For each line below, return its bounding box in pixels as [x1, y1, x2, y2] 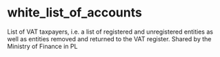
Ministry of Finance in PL [7, 42, 78, 50]
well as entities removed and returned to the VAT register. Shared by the [7, 34, 212, 43]
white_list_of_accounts [7, 5, 143, 21]
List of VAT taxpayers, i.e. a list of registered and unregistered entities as [7, 27, 214, 36]
